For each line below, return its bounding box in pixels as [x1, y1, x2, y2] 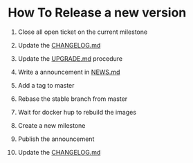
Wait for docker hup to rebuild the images [17, 108, 137, 116]
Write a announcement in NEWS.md [17, 68, 120, 76]
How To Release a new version [8, 5, 187, 21]
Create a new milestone [17, 121, 86, 129]
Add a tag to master [17, 81, 75, 89]
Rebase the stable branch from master [17, 95, 128, 103]
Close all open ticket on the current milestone [17, 28, 148, 36]
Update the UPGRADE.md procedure [17, 54, 123, 63]
